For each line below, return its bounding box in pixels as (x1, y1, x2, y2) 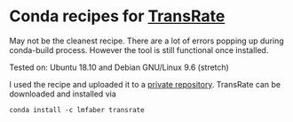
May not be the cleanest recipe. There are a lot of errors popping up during (9, 35, 284, 46)
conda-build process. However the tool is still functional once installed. (9, 44, 269, 55)
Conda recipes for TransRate (9, 6, 226, 27)
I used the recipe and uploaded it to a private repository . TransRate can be (9, 79, 281, 89)
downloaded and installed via (9, 88, 117, 99)
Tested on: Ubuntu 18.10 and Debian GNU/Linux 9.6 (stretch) (9, 62, 229, 72)
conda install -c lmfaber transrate (9, 105, 145, 114)
